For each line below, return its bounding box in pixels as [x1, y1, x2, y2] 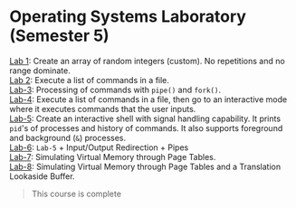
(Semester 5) [9, 25, 110, 46]
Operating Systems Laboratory [9, 6, 247, 27]
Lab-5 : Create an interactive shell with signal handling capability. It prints [9, 113, 282, 124]
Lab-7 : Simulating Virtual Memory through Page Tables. [9, 151, 216, 162]
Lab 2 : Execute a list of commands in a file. [9, 74, 170, 85]
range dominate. [9, 65, 71, 76]
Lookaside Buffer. [9, 170, 75, 182]
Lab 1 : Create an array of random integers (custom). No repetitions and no [9, 55, 285, 66]
